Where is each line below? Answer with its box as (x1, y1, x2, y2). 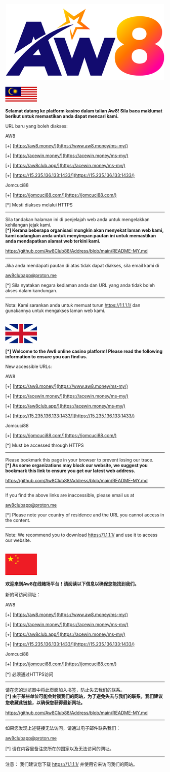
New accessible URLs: (5, 363, 52, 369)
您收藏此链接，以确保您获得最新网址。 (5, 699, 85, 705)
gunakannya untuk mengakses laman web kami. (5, 307, 105, 314)
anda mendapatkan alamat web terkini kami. (5, 238, 101, 244)
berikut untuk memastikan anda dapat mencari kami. (5, 113, 119, 119)
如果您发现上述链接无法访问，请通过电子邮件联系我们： (5, 725, 120, 731)
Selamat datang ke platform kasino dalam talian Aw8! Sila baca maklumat (5, 108, 163, 114)
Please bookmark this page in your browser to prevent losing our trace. (5, 457, 154, 463)
